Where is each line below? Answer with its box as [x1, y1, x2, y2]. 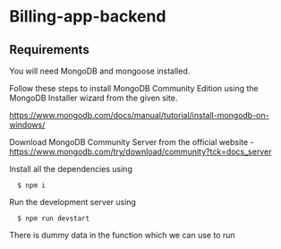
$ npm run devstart [17, 214, 90, 223]
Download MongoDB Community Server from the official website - [9, 137, 254, 147]
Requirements [9, 42, 89, 57]
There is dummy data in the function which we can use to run [9, 230, 235, 240]
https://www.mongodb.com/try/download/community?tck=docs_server [9, 146, 272, 157]
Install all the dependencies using [9, 164, 132, 174]
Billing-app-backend [9, 6, 166, 27]
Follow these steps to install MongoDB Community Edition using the [9, 83, 259, 93]
